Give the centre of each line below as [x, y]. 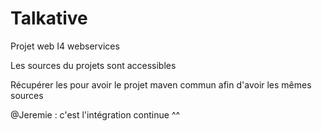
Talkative [49, 18]
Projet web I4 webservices [65, 46]
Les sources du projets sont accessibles [93, 65]
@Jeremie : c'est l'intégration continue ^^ [95, 114]
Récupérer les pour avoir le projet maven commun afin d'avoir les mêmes [161, 84]
